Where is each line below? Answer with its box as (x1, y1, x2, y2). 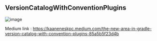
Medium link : (5, 26, 32, 31)
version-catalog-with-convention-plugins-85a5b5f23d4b (5, 31, 119, 36)
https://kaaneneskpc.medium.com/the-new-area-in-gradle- (32, 26, 152, 31)
